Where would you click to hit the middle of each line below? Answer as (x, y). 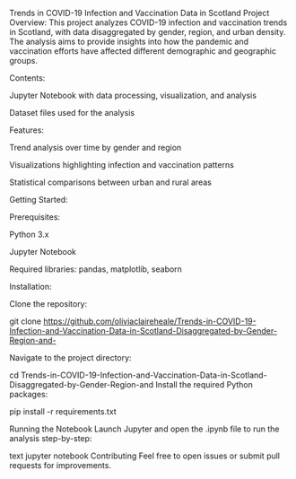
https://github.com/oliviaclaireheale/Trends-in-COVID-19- (150, 321)
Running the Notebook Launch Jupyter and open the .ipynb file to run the (144, 429)
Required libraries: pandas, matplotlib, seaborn (96, 269)
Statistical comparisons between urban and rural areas (111, 182)
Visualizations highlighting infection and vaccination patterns (122, 165)
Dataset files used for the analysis (72, 113)
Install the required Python (204, 384)
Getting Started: (39, 200)
